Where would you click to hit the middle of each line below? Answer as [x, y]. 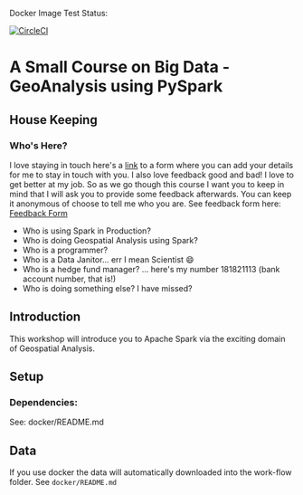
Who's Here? [38, 146]
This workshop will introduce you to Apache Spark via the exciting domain [147, 338]
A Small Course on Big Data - [120, 67]
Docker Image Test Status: [59, 13]
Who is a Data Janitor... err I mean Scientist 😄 [108, 259]
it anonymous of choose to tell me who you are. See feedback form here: [146, 204]
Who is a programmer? [65, 250]
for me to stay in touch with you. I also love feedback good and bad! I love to [151, 175]
